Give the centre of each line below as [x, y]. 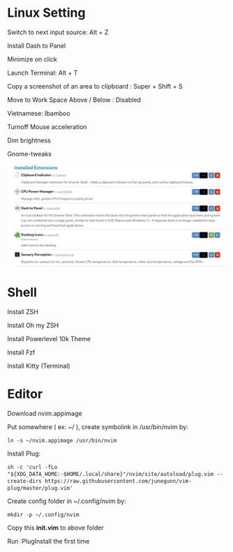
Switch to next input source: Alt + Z [58, 32]
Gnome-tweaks [30, 154]
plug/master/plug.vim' [40, 488]
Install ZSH [23, 312]
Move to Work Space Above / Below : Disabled [74, 100]
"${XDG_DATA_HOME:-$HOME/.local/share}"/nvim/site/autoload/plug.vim [111, 475]
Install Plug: [24, 454]
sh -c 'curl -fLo [32, 468]
